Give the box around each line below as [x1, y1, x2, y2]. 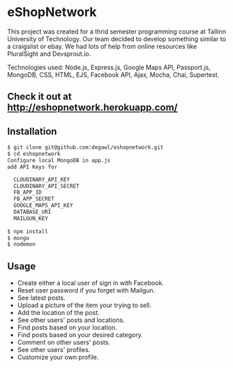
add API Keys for [7, 163, 58, 170]
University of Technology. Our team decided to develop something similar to [7, 34, 227, 43]
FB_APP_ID [13, 189, 42, 196]
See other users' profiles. [17, 346, 91, 354]
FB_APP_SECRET [13, 196, 54, 203]
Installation [7, 125, 57, 137]
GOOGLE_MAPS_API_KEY [13, 202, 73, 209]
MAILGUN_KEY [13, 214, 49, 222]
